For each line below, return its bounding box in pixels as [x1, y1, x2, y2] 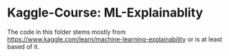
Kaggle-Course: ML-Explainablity [7, 5, 203, 21]
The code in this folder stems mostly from [7, 28, 126, 36]
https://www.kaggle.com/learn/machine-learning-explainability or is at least [7, 35, 223, 43]
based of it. [7, 42, 40, 50]
